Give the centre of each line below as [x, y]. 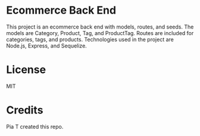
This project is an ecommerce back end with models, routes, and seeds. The [100, 27]
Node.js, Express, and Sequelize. [47, 46]
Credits [25, 110]
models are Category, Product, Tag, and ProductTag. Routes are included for [100, 33]
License [26, 70]
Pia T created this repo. [35, 126]
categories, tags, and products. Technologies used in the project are [90, 39]
